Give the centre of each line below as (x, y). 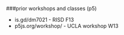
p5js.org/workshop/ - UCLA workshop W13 (66, 26)
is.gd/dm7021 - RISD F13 (44, 20)
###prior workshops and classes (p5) (51, 8)
